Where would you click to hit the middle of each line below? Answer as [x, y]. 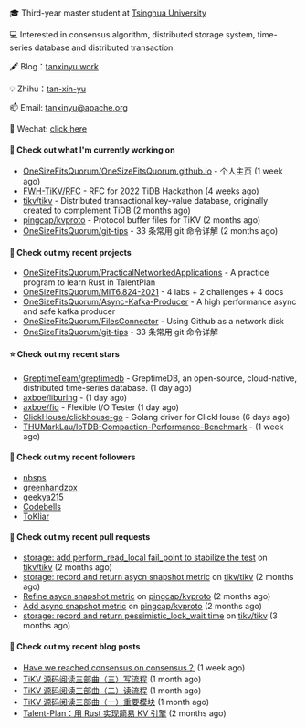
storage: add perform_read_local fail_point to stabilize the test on [145, 558]
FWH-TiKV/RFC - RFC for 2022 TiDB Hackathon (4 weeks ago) [141, 191]
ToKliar [36, 516]
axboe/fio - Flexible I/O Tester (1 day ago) [101, 407]
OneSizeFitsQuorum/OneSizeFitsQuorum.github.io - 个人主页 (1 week [153, 171]
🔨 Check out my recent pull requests [80, 537]
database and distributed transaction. [105, 47]
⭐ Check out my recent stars [65, 354]
